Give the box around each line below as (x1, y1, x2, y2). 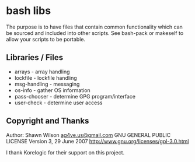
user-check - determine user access (14, 99, 103, 106)
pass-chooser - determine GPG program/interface (14, 93, 136, 100)
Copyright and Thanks (6, 116, 89, 126)
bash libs (6, 4, 51, 17)
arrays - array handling (14, 68, 70, 75)
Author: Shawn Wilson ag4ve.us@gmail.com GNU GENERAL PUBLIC (6, 131, 171, 138)
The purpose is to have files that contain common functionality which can (6, 23, 183, 30)
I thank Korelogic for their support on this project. (6, 149, 125, 156)
